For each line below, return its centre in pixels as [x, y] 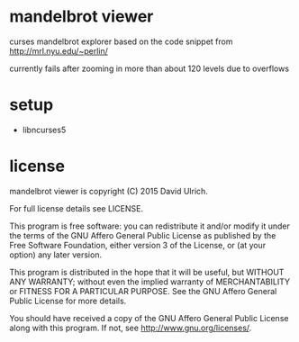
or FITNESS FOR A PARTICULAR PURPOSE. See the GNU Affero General [143, 291]
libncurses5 [44, 130]
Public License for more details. [68, 301]
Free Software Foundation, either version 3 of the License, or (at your [138, 245]
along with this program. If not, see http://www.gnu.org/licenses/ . [131, 328]
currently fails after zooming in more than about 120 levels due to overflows [149, 68]
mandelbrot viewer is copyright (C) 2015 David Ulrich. [109, 191]
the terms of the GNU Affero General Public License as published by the [143, 235]
